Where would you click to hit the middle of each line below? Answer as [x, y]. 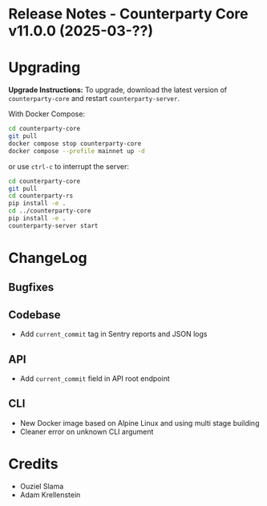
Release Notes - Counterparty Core [128, 14]
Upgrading [44, 68]
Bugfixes [31, 287]
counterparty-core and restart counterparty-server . [94, 99]
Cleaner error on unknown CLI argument [87, 431]
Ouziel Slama [42, 486]
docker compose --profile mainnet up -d [77, 151]
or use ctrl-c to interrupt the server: [69, 166]
